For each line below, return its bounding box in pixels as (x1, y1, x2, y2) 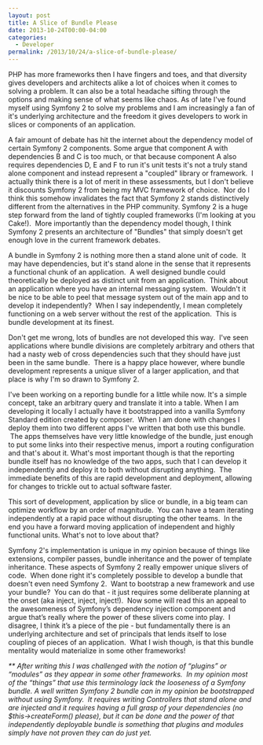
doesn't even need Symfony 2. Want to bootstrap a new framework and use (8, 579, 255, 588)
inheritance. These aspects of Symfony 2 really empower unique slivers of (8, 562, 249, 571)
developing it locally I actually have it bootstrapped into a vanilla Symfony (8, 407, 246, 415)
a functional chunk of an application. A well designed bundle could (8, 267, 226, 276)
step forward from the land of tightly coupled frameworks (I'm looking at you (8, 210, 256, 219)
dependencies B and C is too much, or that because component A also (8, 152, 237, 161)
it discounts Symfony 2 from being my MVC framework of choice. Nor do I (8, 186, 250, 194)
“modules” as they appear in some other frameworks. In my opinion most (8, 669, 249, 679)
